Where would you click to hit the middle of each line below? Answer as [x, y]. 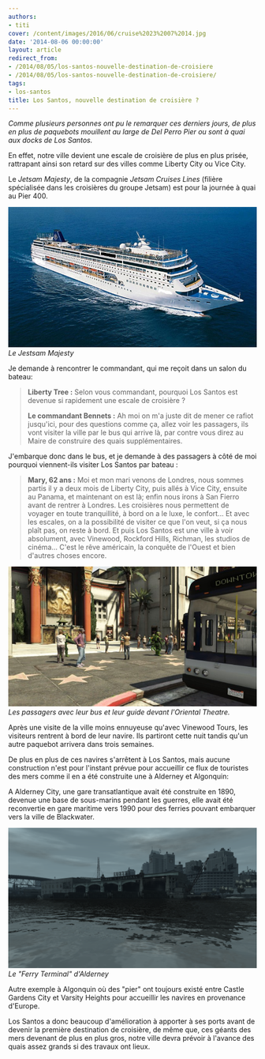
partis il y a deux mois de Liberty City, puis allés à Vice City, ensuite [137, 488]
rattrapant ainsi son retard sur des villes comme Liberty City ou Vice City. [127, 164]
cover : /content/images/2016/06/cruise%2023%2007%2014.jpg [107, 33]
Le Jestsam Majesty [41, 352]
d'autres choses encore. [67, 555]
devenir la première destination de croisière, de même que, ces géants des [130, 1029]
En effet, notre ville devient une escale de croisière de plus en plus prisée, [128, 156]
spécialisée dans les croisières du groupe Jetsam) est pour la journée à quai [132, 188]
